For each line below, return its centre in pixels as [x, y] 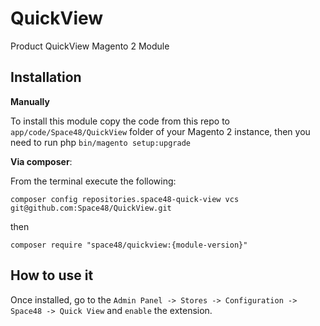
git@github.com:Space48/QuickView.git [91, 208]
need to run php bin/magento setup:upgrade [100, 142]
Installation [46, 77]
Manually [30, 101]
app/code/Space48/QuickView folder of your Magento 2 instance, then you [160, 131]
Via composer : [41, 161]
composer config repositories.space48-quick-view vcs [125, 199]
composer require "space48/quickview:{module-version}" [129, 245]
